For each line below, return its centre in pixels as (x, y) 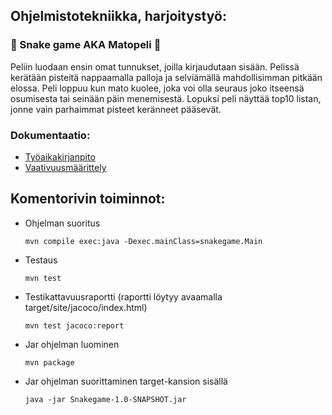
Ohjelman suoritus (62, 223)
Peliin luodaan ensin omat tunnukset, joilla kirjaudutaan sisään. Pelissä (155, 66)
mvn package (49, 362)
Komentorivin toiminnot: (88, 199)
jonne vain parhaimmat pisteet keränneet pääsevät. (116, 109)
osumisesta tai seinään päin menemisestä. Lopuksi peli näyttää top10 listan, (166, 98)
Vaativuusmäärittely (65, 167)
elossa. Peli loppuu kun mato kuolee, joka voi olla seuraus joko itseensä (157, 88)
